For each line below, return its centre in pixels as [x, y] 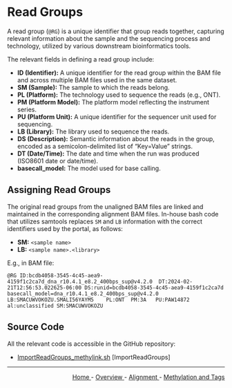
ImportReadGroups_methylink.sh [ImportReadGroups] [94, 357]
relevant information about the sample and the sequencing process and [109, 38]
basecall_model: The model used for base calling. [89, 168]
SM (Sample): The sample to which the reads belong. [94, 87]
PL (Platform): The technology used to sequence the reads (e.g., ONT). [119, 95]
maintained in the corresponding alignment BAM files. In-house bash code [113, 214]
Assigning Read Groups [59, 190]
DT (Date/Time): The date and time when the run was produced [108, 154]
